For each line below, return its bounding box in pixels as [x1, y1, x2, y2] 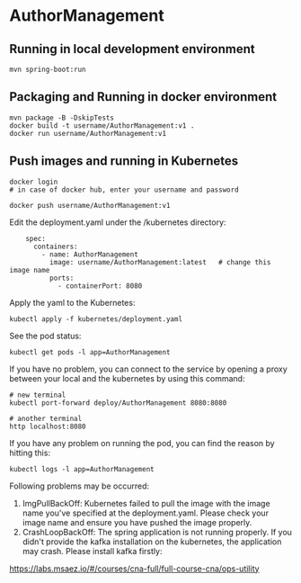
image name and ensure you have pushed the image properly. [22, 516, 252, 527]
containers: [32, 242, 78, 251]
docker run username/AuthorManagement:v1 [9, 129, 167, 138]
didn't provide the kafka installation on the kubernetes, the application [22, 536, 282, 547]
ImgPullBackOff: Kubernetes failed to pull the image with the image [22, 498, 271, 508]
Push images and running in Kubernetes [9, 154, 239, 169]
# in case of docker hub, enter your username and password [9, 185, 240, 194]
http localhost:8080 [9, 422, 87, 431]
